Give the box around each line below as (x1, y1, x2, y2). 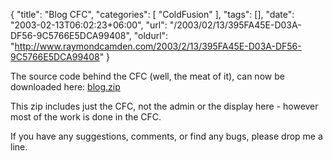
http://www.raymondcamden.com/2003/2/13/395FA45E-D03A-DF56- (14, 40, 302, 52)
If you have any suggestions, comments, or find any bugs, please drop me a (10, 130, 323, 142)
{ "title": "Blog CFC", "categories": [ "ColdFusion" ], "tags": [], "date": (10, 9, 295, 20)
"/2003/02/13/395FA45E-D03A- (169, 19, 302, 31)
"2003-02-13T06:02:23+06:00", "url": (10, 19, 168, 31)
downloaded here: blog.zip (10, 81, 121, 93)
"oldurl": (133, 30, 169, 41)
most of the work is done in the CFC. (10, 111, 162, 123)
